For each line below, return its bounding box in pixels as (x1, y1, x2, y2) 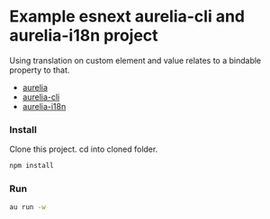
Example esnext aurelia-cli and (9, 6, 246, 27)
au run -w (9, 203, 47, 212)
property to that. (9, 65, 70, 75)
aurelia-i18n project (9, 25, 159, 46)
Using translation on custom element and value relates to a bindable (9, 55, 262, 66)
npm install (9, 162, 54, 171)
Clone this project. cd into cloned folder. (9, 144, 158, 154)
